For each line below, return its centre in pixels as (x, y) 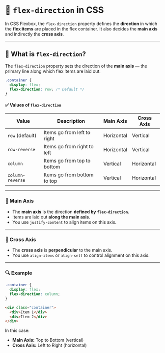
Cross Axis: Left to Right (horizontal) (49, 345)
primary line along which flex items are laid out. (53, 71)
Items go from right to (69, 147)
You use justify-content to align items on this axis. (64, 222)
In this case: (17, 330)
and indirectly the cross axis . (35, 34)
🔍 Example (19, 273)
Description (71, 121)
